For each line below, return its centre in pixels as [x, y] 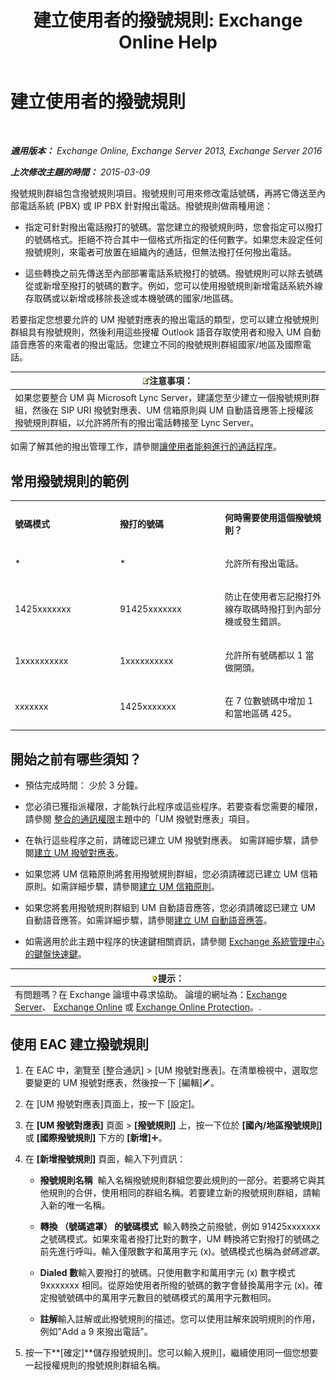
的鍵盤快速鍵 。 [55, 954]
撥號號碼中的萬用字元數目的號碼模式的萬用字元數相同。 [162, 1298]
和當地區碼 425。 [260, 713]
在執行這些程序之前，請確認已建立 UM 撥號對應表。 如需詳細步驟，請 [167, 840]
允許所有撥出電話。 [264, 563]
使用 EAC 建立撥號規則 [80, 1044]
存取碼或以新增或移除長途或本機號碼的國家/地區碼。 [131, 298]
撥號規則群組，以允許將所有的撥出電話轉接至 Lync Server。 [137, 422]
